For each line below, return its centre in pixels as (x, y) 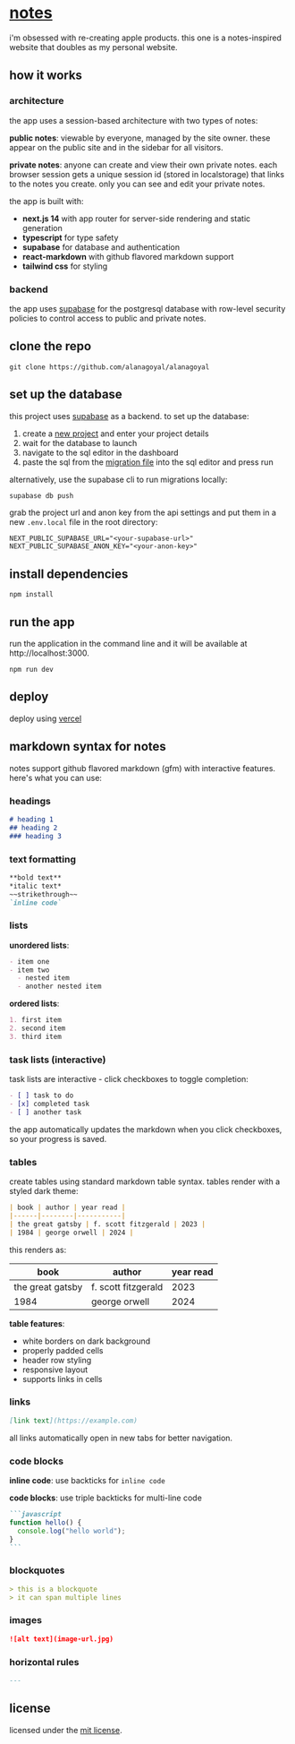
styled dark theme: (44, 1191)
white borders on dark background (86, 1341)
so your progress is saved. (58, 1138)
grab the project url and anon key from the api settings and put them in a (143, 512)
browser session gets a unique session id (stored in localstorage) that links (147, 174)
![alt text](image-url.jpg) (62, 1639)
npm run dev (31, 670)
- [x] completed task (50, 1104)
